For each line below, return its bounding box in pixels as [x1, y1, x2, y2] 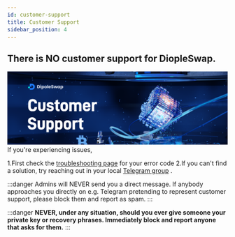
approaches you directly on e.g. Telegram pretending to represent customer [7, 188, 227, 196]
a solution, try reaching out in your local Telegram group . [7, 167, 173, 175]
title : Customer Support [7, 18, 80, 26]
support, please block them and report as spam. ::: [7, 195, 153, 204]
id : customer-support [7, 11, 71, 18]
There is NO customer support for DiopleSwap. [7, 52, 216, 64]
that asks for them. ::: [7, 223, 71, 231]
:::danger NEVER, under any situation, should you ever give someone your [7, 208, 226, 217]
